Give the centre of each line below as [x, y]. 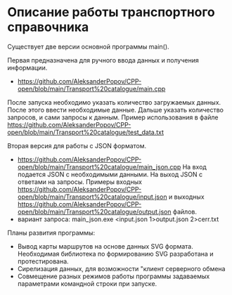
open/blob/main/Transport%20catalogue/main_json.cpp [99, 166]
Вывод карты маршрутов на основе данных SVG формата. [105, 246]
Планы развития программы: [51, 232]
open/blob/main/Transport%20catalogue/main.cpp [91, 88]
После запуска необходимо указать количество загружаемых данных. [114, 102]
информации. [27, 67]
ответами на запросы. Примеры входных [80, 182]
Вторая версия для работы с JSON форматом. [77, 145]
